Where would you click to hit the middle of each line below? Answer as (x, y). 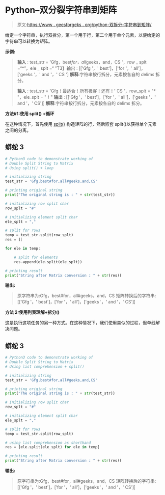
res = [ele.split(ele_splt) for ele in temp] (52, 447)
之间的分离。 (18, 130)
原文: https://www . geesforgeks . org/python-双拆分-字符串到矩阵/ (84, 25)
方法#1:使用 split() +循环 (30, 113)
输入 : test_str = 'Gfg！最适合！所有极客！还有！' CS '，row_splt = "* (86, 91)
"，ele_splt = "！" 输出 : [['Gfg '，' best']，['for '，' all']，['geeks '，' (86, 97)
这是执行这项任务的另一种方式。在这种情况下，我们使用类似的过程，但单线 (80, 323)
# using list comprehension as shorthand (48, 442)
